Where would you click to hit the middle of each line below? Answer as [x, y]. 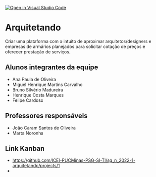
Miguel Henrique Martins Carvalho [47, 85]
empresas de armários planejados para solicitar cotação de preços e [75, 46]
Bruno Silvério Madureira [38, 89]
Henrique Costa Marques [38, 95]
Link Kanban [25, 148]
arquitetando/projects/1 [36, 166]
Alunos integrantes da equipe [52, 67]
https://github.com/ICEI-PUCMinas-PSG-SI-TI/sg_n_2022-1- [74, 160]
